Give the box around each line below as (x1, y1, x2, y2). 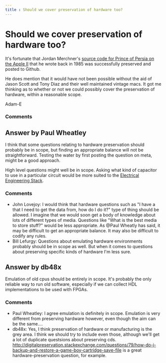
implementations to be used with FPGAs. (5, 287, 88, 293)
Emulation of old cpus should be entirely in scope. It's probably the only (5, 276, 152, 282)
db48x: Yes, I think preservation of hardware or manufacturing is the (12, 326, 153, 332)
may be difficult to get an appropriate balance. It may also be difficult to (12, 227, 159, 233)
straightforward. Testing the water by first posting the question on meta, (5, 152, 152, 158)
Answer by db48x (5, 263, 62, 271)
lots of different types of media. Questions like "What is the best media (12, 217, 157, 223)
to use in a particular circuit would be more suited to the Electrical (5, 172, 140, 178)
